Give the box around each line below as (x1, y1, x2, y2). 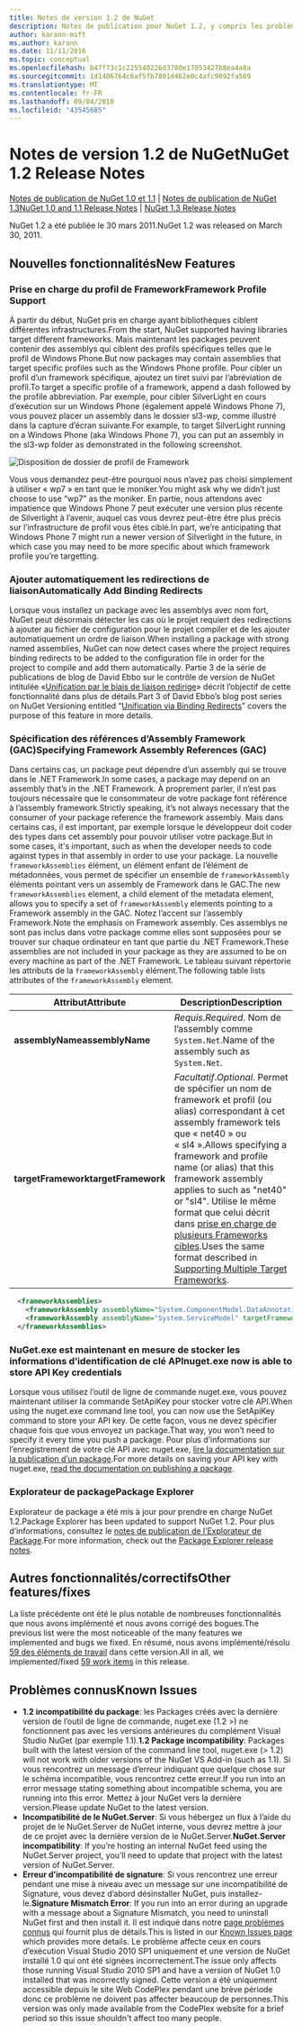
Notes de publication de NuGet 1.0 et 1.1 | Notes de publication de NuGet (9, 193, 277, 204)
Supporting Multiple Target (173, 1262, 288, 1275)
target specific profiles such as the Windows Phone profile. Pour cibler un (9, 362, 283, 373)
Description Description (180, 997, 283, 1009)
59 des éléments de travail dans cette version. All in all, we (9, 1646, 225, 1658)
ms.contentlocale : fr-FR (9, 88, 102, 97)
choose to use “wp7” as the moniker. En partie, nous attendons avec (9, 493, 263, 504)
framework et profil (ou (173, 1094, 272, 1107)
